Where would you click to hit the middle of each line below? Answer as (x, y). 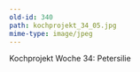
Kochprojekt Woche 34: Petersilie (70, 59)
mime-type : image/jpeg (51, 33)
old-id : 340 (31, 17)
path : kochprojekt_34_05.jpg (63, 25)
